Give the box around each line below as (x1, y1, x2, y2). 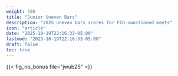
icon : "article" (6, 25, 46, 31)
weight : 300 (6, 8, 35, 15)
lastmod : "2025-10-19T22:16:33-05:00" (6, 36, 101, 42)
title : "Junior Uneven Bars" (6, 14, 78, 20)
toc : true (6, 47, 31, 53)
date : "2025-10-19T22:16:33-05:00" (6, 31, 94, 37)
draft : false (6, 42, 38, 48)
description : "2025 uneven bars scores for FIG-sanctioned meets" (6, 19, 173, 25)
